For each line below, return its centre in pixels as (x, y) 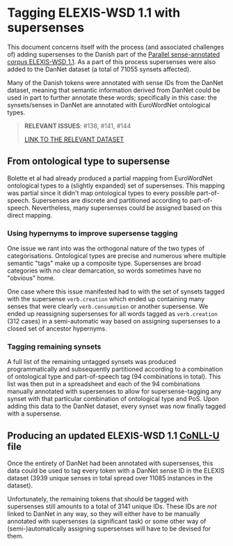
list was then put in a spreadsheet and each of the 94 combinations (104, 384)
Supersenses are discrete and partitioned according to (110, 200)
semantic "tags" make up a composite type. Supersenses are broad (104, 264)
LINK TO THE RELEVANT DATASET (74, 139)
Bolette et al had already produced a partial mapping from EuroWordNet (110, 178)
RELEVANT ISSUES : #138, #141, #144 (78, 126)
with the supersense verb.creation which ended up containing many (106, 299)
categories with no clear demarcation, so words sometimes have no (104, 271)
